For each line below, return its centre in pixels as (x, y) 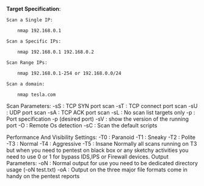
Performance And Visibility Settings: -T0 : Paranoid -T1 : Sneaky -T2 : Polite (101, 137)
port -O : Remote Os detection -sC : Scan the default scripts (82, 125)
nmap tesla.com (37, 95)
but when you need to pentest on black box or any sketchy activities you (97, 150)
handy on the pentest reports (43, 176)
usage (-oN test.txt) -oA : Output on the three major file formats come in (97, 170)
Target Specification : (34, 9)
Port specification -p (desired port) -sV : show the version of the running (98, 119)
